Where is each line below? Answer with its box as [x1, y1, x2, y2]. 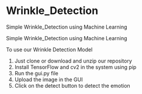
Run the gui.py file [14, 69, 58, 76]
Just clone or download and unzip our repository [14, 57, 133, 64]
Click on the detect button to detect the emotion [14, 82, 130, 89]
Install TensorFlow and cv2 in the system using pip [14, 63, 137, 71]
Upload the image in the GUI [14, 76, 83, 83]
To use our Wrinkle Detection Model [6, 46, 93, 53]
